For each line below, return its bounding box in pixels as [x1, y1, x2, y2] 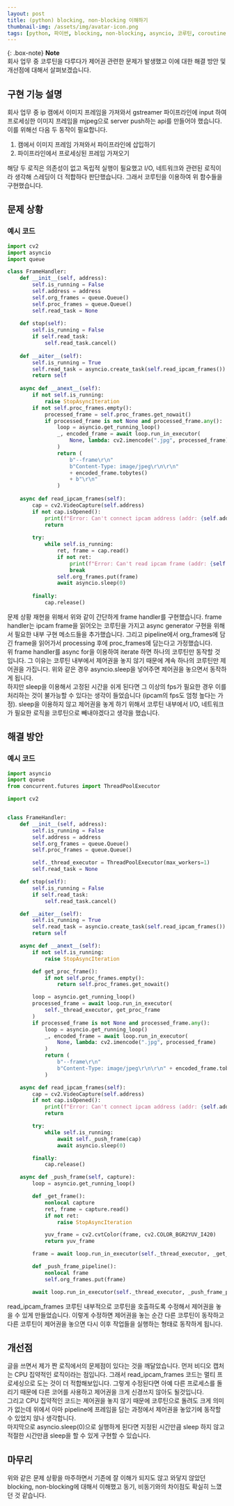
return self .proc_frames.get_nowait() [56, 981, 170, 988]
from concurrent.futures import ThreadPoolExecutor [7, 783, 160, 790]
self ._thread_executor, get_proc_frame [44, 1006, 160, 1014]
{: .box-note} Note [7, 49, 61, 57]
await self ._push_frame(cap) [56, 1135, 141, 1142]
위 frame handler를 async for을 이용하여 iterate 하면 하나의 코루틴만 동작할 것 [7, 647, 221, 656]
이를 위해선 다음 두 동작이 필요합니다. [7, 126, 108, 134]
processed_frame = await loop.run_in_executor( [32, 1000, 173, 1007]
